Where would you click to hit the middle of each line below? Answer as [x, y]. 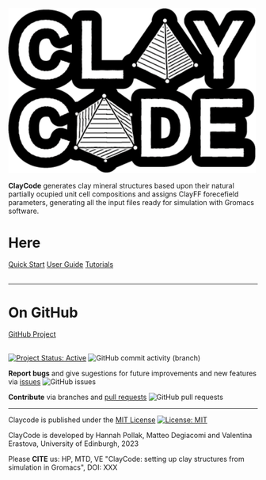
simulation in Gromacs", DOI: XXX [63, 467]
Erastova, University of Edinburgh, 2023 [74, 444]
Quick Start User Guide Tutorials [61, 265]
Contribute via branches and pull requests [78, 397]
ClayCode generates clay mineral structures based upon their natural [122, 185]
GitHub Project [32, 334]
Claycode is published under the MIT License [82, 420]
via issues [25, 382]
